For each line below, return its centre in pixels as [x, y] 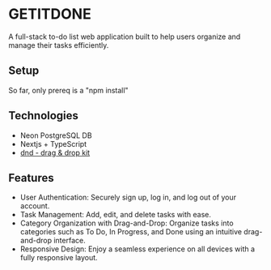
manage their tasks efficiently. [59, 45]
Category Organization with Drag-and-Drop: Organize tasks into [127, 223]
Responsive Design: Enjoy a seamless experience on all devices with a [138, 249]
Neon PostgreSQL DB [56, 135]
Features [31, 178]
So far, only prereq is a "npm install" [68, 90]
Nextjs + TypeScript [53, 144]
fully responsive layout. [59, 258]
